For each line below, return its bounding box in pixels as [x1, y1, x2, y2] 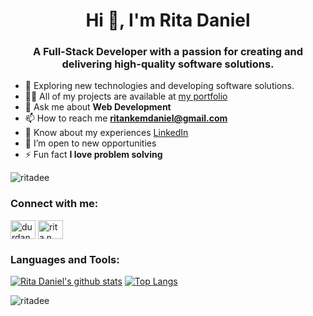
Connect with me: [10, 197, 99, 211]
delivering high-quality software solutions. [61, 57, 275, 71]
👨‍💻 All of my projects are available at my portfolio [24, 90, 228, 103]
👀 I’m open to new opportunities [24, 137, 157, 149]
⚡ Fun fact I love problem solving [24, 149, 163, 161]
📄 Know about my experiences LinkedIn [24, 127, 189, 139]
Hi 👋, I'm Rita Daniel [85, 9, 251, 32]
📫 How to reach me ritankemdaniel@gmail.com [24, 112, 228, 124]
